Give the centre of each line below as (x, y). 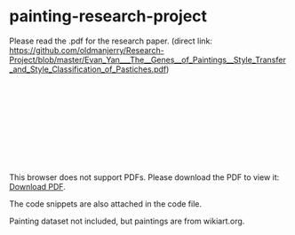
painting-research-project (108, 16)
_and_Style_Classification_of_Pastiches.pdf (88, 69)
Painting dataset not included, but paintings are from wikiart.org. (127, 221)
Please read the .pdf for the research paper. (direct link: (111, 41)
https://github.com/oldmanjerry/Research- (87, 50)
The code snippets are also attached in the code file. (106, 204)
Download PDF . (38, 186)
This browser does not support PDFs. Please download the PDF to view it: (144, 177)
